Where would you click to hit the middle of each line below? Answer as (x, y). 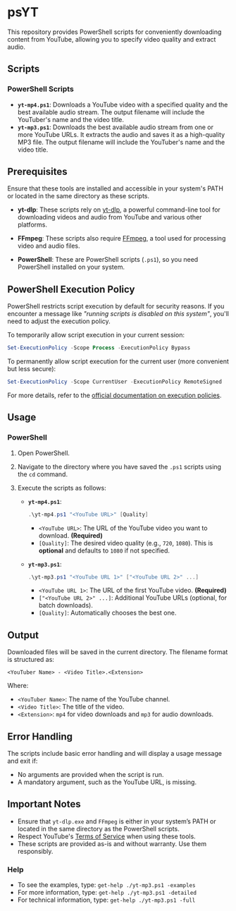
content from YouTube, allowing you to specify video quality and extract (112, 39)
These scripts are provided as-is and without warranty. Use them (112, 843)
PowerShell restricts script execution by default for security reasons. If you (116, 306)
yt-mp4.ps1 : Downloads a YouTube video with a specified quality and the (123, 104)
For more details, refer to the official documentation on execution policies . (114, 395)
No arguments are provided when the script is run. (91, 775)
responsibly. (35, 851)
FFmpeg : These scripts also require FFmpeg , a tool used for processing (122, 239)
